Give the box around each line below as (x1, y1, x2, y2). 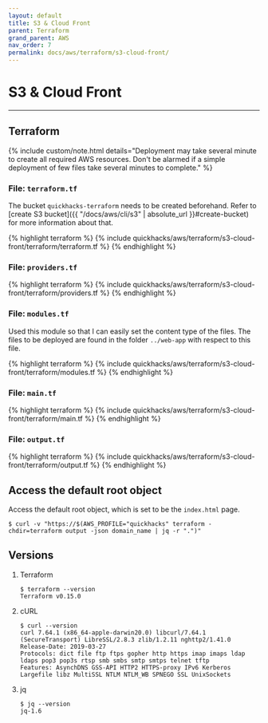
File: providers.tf (8, 261, 78, 272)
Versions (8, 548, 54, 563)
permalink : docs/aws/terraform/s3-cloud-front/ (8, 49, 170, 57)
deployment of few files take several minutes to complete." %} (8, 163, 213, 172)
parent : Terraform (8, 26, 69, 34)
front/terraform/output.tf (8, 460, 89, 470)
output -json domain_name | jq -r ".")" (65, 527, 202, 535)
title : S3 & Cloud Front (8, 19, 91, 27)
